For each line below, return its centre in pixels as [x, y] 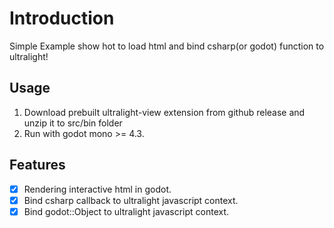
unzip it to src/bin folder [73, 123]
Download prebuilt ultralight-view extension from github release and [164, 112]
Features [37, 165]
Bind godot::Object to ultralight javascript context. [126, 211]
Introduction [62, 18]
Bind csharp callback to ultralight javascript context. [131, 200]
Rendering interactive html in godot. [97, 189]
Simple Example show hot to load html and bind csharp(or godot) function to [167, 46]
